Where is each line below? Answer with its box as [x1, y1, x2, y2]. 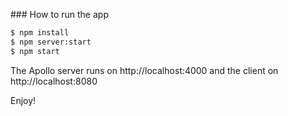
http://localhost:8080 [10, 75, 98, 87]
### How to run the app [10, 9, 109, 20]
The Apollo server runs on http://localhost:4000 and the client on [10, 64, 279, 76]
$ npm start [10, 46, 60, 56]
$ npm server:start [10, 37, 92, 47]
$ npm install [10, 28, 70, 38]
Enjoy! [10, 94, 37, 106]
